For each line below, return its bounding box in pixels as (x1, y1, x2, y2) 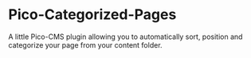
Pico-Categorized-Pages (8, 6, 177, 24)
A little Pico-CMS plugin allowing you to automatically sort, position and (8, 32, 243, 41)
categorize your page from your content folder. (8, 40, 163, 49)
